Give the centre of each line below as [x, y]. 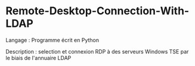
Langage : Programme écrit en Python [52, 40]
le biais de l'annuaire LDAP [38, 58]
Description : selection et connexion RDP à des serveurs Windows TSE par [97, 51]
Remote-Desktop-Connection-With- [97, 11]
